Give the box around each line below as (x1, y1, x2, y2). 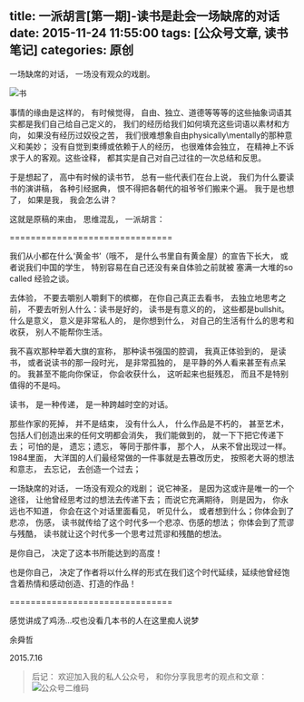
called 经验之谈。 (9, 273, 74, 284)
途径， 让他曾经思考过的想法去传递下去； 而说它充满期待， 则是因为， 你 (9, 493, 281, 505)
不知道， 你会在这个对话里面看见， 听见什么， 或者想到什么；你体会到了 (25, 505, 295, 516)
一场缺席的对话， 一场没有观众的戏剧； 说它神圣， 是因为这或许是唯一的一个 (9, 483, 295, 493)
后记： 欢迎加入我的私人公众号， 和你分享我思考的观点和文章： (31, 670, 268, 682)
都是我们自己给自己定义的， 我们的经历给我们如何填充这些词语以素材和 (16, 118, 282, 129)
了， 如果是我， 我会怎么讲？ (9, 194, 118, 205)
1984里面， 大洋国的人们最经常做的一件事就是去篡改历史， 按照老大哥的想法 (9, 452, 295, 463)
